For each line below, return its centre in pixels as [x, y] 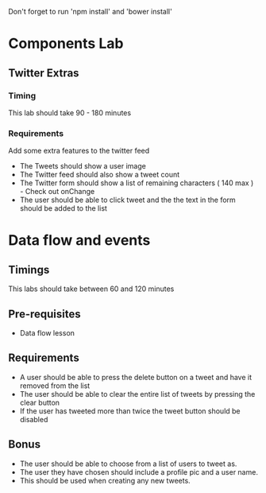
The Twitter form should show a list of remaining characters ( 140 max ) [137, 183]
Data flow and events [79, 241]
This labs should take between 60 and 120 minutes [91, 289]
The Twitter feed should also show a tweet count [100, 175]
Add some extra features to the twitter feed [79, 151]
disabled [34, 419]
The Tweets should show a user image [83, 166]
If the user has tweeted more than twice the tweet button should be [130, 411]
